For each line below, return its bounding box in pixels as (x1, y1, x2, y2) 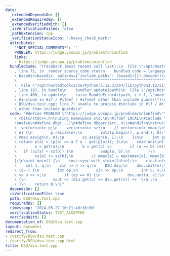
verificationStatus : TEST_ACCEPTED (10, 210, 85, 215)
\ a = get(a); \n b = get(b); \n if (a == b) (14, 144, 155, 150)
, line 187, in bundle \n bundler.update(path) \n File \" (14, 87, 146, 93)
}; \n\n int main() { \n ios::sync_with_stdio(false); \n (14, 158, 137, 163)
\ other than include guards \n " (14, 106, 82, 112)
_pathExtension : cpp (10, 31, 53, 36)
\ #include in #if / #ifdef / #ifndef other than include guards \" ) (14, 97, 162, 102)
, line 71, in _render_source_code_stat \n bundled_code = (14, 69, 146, 74)
